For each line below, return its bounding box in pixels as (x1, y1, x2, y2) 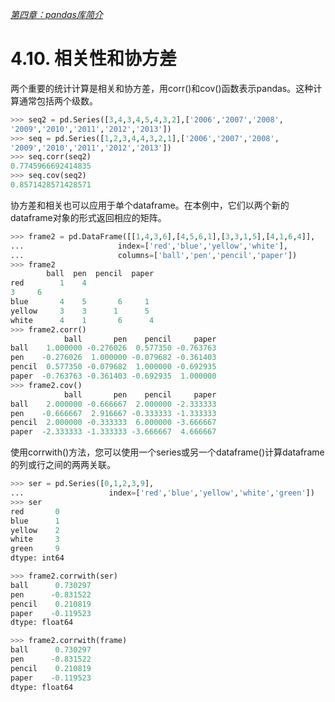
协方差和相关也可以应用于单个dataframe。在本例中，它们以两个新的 (10, 199, 290, 211)
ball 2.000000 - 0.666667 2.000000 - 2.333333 (10, 399, 217, 409)
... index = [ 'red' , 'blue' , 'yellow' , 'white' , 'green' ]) (10, 488, 315, 498)
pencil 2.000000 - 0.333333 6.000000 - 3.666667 (10, 418, 217, 428)
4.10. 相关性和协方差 (10, 48, 178, 70)
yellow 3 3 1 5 (10, 306, 150, 316)
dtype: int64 (10, 553, 65, 563)
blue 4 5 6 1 (10, 297, 150, 307)
